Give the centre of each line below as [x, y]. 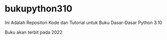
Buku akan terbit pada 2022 [33, 32]
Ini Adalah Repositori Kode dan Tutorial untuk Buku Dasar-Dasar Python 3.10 [83, 22]
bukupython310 [38, 9]
